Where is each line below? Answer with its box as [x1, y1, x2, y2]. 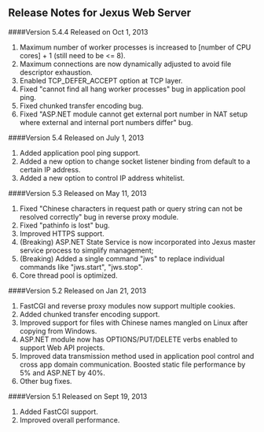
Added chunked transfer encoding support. [19, 309, 160, 319]
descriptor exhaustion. [19, 67, 93, 77]
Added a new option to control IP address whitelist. [19, 173, 185, 183]
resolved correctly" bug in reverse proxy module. [19, 212, 179, 221]
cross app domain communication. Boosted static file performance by [19, 360, 246, 369]
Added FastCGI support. [19, 407, 98, 416]
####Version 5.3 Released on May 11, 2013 [8, 188, 147, 198]
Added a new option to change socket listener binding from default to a [19, 157, 251, 166]
